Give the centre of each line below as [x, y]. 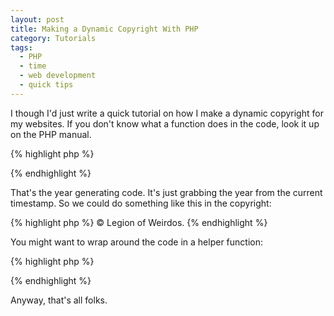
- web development [58, 76]
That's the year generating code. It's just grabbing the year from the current [166, 192]
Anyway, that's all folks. [59, 300]
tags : [21, 47]
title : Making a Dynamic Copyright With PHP [104, 29]
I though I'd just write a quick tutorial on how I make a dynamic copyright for [167, 113]
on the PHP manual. [51, 134]
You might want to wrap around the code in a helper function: [137, 242]
